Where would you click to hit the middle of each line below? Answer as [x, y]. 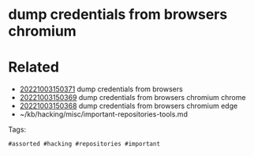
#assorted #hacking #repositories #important [84, 144]
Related [34, 67]
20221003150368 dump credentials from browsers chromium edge [129, 106]
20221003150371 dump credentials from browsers [101, 89]
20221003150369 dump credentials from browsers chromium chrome [133, 98]
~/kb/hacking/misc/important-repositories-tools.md [103, 114]
